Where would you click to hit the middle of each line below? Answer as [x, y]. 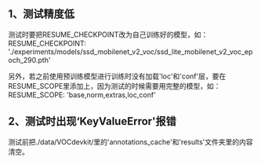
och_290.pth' [29, 60]
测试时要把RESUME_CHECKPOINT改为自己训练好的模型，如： [108, 35]
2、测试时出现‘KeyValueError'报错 [92, 121]
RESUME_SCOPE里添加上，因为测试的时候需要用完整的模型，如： [114, 86]
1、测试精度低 [42, 14]
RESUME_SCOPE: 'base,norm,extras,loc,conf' [82, 95]
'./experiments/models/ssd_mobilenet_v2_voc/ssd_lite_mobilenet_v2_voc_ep [130, 51]
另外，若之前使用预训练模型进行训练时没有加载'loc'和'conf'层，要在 [117, 76]
